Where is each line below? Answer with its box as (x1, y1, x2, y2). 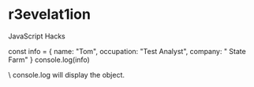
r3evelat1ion (8, 5, 91, 24)
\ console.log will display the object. (8, 70, 125, 79)
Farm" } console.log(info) (8, 55, 91, 64)
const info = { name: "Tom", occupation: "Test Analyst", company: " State (8, 46, 246, 56)
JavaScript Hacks (8, 31, 65, 41)
